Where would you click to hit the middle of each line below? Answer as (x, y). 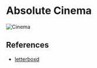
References (27, 45)
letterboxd (27, 59)
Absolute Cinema (49, 11)
